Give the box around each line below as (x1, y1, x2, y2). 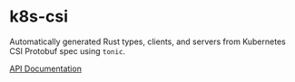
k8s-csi (9, 6, 68, 27)
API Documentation (9, 63, 82, 74)
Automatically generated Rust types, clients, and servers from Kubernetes (9, 36, 286, 47)
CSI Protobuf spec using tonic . (9, 45, 125, 56)
